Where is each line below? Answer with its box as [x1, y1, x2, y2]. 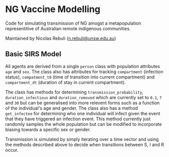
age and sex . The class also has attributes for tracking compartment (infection [5, 68, 163, 74]
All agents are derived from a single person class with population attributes [5, 63, 160, 69]
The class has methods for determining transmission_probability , [5, 89, 144, 95]
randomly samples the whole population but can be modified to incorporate [5, 121, 162, 127]
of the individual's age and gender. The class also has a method [5, 105, 138, 111]
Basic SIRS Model [5, 50, 62, 58]
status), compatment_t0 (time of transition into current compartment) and [5, 74, 155, 80]
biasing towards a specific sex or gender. [5, 126, 91, 132]
